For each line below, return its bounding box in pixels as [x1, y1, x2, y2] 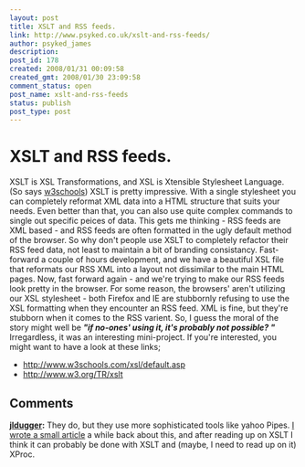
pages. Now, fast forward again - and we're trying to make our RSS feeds [9, 273, 285, 284]
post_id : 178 [9, 56, 59, 65]
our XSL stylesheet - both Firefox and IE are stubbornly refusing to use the [9, 293, 290, 304]
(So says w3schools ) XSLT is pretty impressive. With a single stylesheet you [9, 186, 297, 197]
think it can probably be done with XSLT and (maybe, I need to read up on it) [9, 440, 297, 450]
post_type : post [9, 107, 71, 116]
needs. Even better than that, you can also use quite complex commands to [9, 206, 294, 217]
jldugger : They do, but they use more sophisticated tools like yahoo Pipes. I [9, 419, 295, 430]
